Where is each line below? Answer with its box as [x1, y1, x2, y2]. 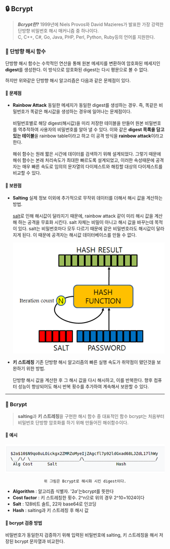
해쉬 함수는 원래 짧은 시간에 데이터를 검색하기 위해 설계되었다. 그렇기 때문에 [12, 151, 161, 157]
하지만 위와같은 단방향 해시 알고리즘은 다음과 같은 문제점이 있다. [5, 77, 131, 84]
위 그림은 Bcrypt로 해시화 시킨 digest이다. [44, 479, 126, 484]
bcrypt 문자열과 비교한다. [14, 538, 65, 544]
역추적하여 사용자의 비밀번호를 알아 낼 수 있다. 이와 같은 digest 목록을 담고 [18, 127, 165, 133]
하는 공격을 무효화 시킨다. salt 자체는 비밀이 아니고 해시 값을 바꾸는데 [18, 219, 154, 225]
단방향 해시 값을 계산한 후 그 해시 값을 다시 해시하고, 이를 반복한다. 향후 [12, 377, 153, 383]
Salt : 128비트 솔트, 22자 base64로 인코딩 [12, 501, 97, 507]
